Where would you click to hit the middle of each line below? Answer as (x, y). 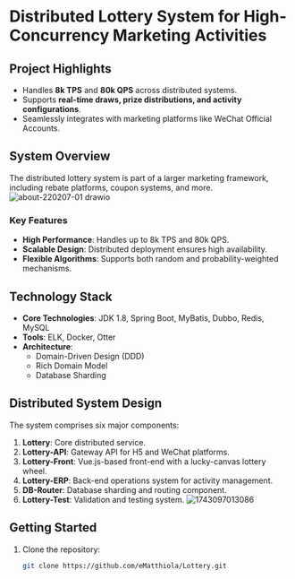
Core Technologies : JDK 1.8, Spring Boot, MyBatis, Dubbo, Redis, (143, 318)
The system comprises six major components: (94, 425)
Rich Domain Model (72, 366)
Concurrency (59, 35)
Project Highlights (60, 69)
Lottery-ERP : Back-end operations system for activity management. (147, 480)
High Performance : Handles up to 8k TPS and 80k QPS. (126, 240)
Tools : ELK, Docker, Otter (69, 337)
